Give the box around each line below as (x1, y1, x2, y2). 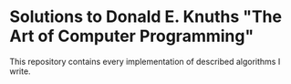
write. (9, 66, 31, 77)
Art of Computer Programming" (9, 26, 255, 47)
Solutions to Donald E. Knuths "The (9, 6, 283, 27)
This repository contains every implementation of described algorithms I (9, 56, 281, 67)
